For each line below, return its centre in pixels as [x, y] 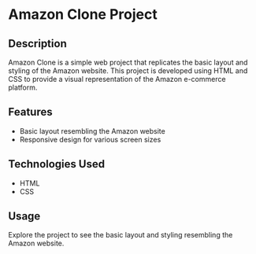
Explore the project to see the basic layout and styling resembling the [121, 235]
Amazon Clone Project [83, 15]
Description [37, 44]
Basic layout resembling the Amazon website [92, 131]
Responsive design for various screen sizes [90, 139]
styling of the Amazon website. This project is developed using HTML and [128, 71]
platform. [23, 87]
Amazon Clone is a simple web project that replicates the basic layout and [128, 62]
